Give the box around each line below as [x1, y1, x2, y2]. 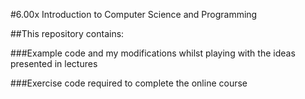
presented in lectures [10, 58, 98, 69]
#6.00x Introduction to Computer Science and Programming [10, 9, 258, 20]
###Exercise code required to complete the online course [10, 77, 248, 89]
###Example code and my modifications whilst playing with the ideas [10, 47, 296, 59]
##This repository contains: [10, 28, 125, 39]
